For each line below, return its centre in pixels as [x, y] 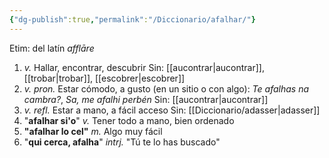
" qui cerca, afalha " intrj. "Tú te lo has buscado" [122, 142]
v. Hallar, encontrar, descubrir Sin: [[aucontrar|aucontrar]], [144, 67]
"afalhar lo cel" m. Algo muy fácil [93, 131]
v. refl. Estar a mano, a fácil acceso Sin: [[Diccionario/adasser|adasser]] [172, 110]
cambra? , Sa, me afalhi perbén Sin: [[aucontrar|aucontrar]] [146, 99]
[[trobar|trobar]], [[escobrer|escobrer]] [104, 78]
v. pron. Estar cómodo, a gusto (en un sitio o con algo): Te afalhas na [166, 88]
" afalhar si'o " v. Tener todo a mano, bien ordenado [129, 120]
